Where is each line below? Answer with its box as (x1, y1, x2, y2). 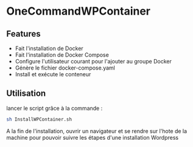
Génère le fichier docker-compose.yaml (15, 64, 116, 71)
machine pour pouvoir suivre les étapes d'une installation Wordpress (6, 134, 178, 141)
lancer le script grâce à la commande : (6, 104, 103, 112)
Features (6, 29, 41, 39)
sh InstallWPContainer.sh (6, 116, 72, 123)
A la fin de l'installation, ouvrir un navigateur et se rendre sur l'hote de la (6, 127, 188, 135)
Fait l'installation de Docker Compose (15, 51, 110, 59)
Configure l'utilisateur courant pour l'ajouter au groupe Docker (15, 58, 172, 65)
